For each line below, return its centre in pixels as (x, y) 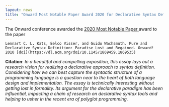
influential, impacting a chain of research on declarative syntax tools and (81, 93)
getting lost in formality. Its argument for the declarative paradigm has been (84, 88)
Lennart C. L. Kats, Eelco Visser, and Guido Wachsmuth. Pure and (76, 43)
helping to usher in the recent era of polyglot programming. (67, 99)
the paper (15, 34)
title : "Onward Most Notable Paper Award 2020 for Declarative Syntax (81, 15)
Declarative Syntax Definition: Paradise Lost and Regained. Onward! (80, 48)
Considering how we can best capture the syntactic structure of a (74, 72)
